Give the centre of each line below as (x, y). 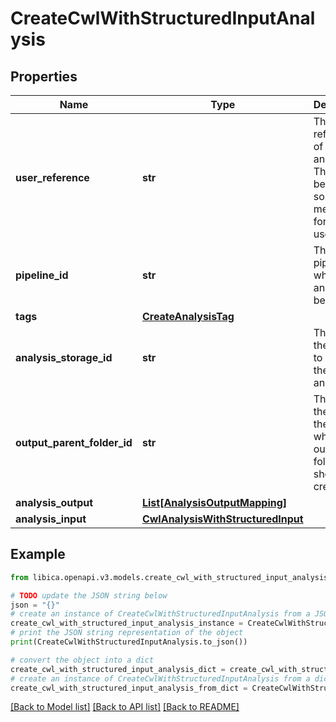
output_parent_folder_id (74, 442)
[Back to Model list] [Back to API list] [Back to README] (125, 707)
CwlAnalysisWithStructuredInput (222, 519)
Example (38, 554)
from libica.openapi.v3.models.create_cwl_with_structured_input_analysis (169, 577)
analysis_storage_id (64, 357)
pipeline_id (42, 275)
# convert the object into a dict (82, 660)
